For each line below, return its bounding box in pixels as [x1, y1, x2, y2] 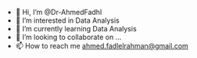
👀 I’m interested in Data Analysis [15, 16, 120, 25]
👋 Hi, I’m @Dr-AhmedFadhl [15, 8, 102, 16]
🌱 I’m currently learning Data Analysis [15, 24, 137, 33]
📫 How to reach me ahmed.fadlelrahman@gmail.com [15, 42, 189, 50]
